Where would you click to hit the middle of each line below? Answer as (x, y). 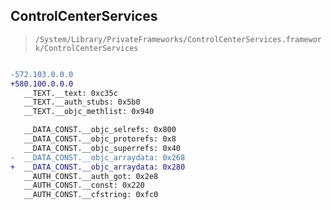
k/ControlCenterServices (86, 48)
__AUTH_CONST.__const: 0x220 (84, 185)
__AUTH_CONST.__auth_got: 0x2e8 (91, 176)
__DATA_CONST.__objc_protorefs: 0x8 (100, 139)
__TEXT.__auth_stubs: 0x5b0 (82, 102)
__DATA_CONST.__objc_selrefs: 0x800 (100, 130)
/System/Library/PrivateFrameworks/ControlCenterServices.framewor (178, 39)
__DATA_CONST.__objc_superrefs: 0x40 (102, 148)
